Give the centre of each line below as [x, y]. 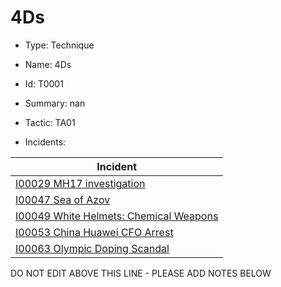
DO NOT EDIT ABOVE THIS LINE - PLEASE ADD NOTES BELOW [141, 273]
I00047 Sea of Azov [63, 199]
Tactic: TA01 [50, 122]
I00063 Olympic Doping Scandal [92, 248]
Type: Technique [59, 45]
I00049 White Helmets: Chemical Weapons [117, 216]
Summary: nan [55, 103]
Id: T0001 [44, 83]
